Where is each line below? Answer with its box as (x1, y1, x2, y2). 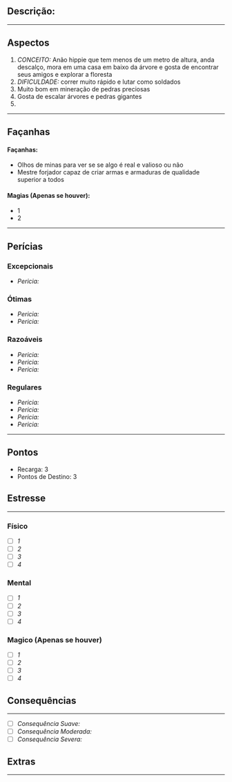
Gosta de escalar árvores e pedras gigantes (17, 92, 142, 100)
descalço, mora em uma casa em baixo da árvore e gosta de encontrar (17, 62, 219, 71)
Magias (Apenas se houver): (7, 191, 90, 199)
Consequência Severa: (17, 735, 83, 743)
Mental (7, 578, 32, 588)
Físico (7, 521, 28, 531)
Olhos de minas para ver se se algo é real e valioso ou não (17, 161, 184, 169)
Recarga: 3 (17, 465, 48, 473)
